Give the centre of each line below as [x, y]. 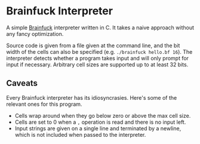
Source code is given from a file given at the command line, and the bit [93, 45]
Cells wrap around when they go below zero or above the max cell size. [103, 115]
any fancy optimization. [35, 33]
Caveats [22, 83]
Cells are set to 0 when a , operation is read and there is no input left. [100, 122]
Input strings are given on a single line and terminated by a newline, [98, 128]
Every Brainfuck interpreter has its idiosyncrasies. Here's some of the [92, 97]
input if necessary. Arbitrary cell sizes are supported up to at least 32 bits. [97, 65]
